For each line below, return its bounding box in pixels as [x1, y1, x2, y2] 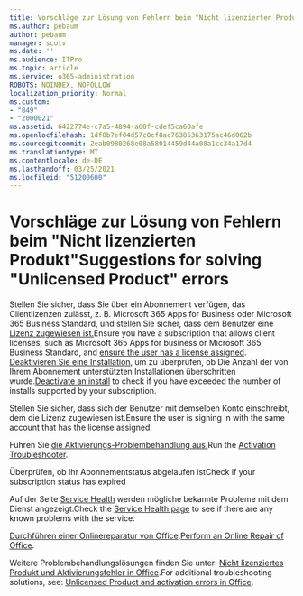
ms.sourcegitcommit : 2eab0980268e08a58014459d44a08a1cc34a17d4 [9, 139, 252, 148]
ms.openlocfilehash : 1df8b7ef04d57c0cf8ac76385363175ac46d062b [9, 131, 252, 140]
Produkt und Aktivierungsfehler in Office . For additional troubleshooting [9, 567, 272, 578]
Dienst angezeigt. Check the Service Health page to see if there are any [9, 503, 273, 515]
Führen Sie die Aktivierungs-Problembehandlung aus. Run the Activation [9, 440, 277, 451]
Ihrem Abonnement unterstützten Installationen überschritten [9, 367, 236, 377]
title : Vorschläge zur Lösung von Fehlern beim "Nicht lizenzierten [9, 13, 272, 23]
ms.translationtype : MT [9, 147, 99, 156]
